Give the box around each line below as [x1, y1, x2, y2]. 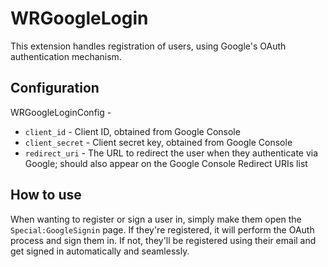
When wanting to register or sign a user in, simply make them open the [10, 213, 302, 225]
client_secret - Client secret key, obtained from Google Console [24, 136, 293, 148]
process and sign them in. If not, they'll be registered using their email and [10, 234, 317, 246]
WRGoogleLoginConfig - [10, 106, 112, 118]
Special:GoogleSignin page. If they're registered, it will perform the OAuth [10, 223, 315, 236]
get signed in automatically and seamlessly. [10, 245, 190, 257]
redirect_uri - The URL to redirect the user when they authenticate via [24, 147, 319, 159]
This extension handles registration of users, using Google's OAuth [10, 40, 287, 52]
